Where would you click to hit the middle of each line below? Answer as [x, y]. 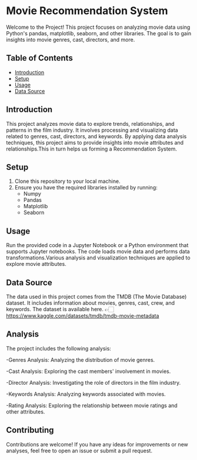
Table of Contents [40, 58]
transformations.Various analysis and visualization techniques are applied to [98, 258]
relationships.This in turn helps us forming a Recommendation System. [92, 149]
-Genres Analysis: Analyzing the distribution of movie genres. [81, 359]
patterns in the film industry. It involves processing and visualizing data [92, 130]
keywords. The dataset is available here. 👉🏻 [60, 309]
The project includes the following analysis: [59, 348]
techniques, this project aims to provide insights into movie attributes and [95, 142]
